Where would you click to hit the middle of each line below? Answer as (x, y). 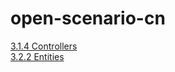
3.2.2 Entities (37, 56)
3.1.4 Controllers (44, 46)
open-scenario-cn (88, 18)
